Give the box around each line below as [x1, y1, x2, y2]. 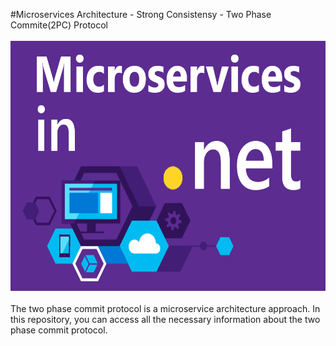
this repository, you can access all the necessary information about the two [10, 314, 321, 325]
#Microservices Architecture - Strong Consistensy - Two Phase [10, 9, 272, 20]
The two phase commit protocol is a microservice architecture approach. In [10, 303, 321, 314]
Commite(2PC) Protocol [10, 19, 108, 31]
